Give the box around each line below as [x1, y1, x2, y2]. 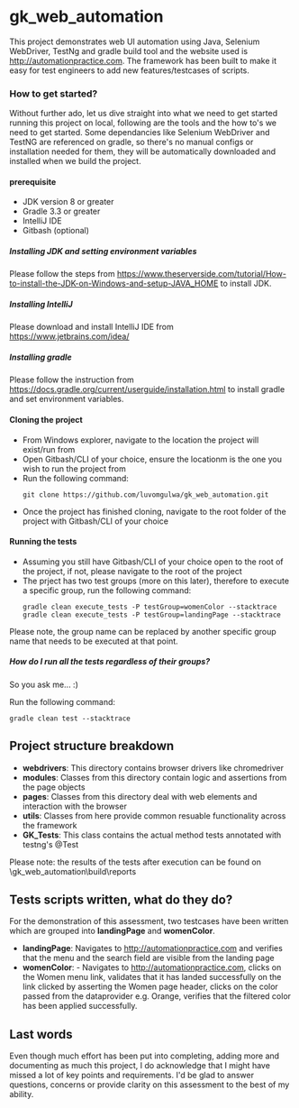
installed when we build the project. [9, 156, 141, 167]
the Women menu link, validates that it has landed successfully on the [22, 972, 282, 983]
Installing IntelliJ [9, 299, 74, 309]
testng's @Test [22, 838, 79, 849]
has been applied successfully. [22, 1001, 138, 1012]
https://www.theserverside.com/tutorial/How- [116, 269, 286, 279]
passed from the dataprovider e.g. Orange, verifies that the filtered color [22, 991, 291, 1002]
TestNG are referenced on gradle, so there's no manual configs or [9, 137, 254, 148]
